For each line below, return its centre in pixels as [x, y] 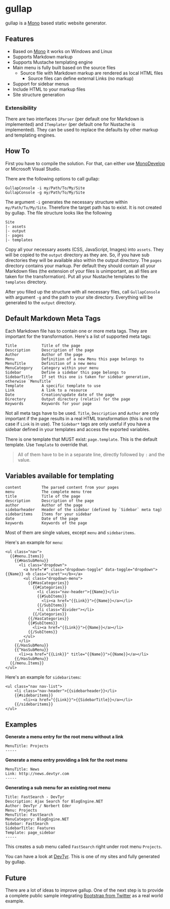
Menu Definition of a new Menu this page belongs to [75, 359]
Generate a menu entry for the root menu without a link [64, 737]
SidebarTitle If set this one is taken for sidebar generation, [78, 377]
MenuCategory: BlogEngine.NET [37, 819]
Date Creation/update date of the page [60, 395]
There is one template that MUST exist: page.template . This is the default [81, 439]
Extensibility [21, 108]
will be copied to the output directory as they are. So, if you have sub [77, 255]
